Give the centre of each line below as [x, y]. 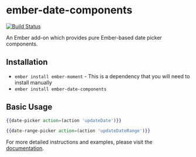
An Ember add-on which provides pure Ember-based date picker [84, 37]
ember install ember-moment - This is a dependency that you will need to [102, 76]
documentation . [25, 148]
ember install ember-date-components [61, 89]
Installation [27, 62]
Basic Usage [29, 107]
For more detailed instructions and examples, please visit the [79, 142]
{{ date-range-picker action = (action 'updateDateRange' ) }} [78, 131]
